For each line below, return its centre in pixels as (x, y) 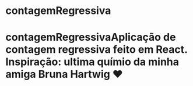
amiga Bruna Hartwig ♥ (64, 74)
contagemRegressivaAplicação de (91, 37)
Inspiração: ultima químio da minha (92, 62)
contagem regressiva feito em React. (96, 50)
